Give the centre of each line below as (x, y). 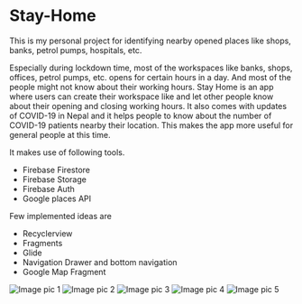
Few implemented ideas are (61, 216)
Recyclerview (47, 233)
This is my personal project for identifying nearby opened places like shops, (150, 41)
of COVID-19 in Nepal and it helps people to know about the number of (141, 115)
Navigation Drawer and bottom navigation (100, 262)
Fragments (42, 243)
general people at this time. (60, 134)
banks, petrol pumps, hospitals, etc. (76, 50)
